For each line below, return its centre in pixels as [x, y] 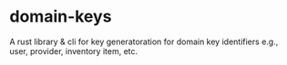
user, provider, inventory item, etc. [74, 51]
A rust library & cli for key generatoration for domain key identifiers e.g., [144, 42]
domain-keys [61, 17]
